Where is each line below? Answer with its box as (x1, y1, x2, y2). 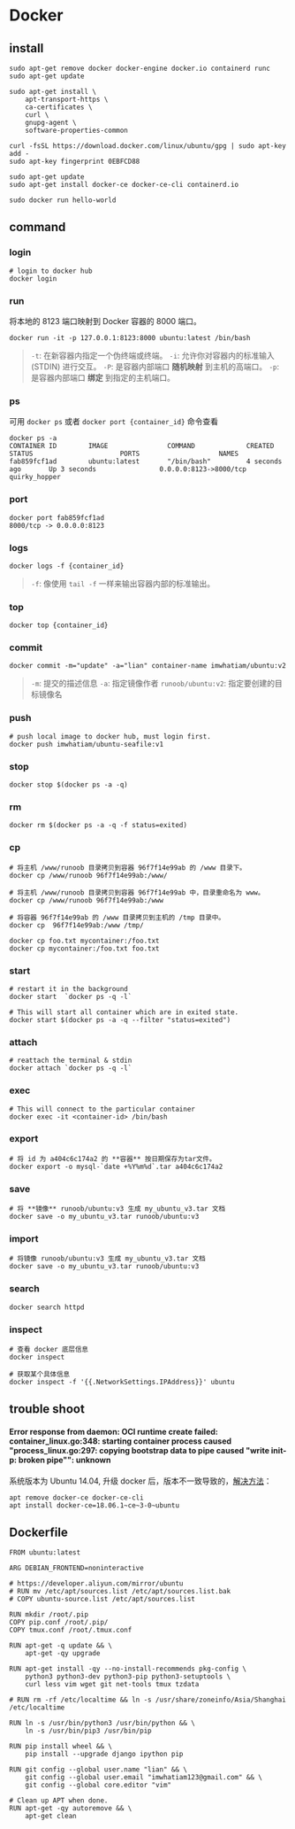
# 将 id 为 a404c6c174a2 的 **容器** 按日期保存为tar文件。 (9, 1154, 216, 1163)
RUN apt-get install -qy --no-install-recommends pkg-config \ (9, 1664, 247, 1674)
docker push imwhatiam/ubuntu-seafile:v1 (9, 740, 164, 748)
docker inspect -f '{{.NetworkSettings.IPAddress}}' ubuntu (9, 1378, 236, 1387)
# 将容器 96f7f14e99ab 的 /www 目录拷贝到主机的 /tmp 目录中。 (9, 913, 225, 922)
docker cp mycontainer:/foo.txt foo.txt (9, 944, 161, 953)
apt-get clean (25, 1812, 77, 1821)
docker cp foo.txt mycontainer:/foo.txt (9, 936, 161, 945)
